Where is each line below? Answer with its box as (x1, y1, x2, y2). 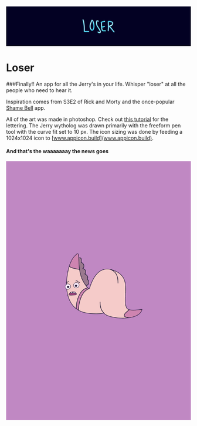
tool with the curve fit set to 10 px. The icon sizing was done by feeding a (6, 128, 183, 135)
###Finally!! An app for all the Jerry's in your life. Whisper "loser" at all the (6, 80, 186, 87)
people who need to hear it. (6, 86, 73, 94)
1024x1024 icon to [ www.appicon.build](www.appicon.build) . (6, 134, 154, 141)
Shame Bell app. (6, 104, 46, 111)
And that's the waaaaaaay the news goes (6, 148, 109, 155)
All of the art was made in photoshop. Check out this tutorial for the (6, 116, 169, 123)
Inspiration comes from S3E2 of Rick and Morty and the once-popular (6, 98, 175, 105)
